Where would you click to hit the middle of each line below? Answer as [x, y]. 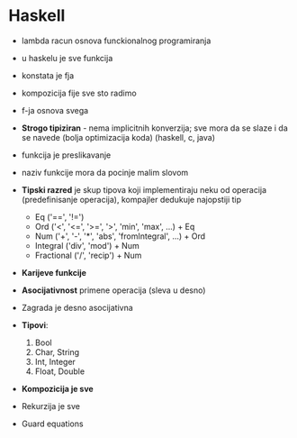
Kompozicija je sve [57, 388]
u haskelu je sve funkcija [67, 58]
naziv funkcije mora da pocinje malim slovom [105, 172]
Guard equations [52, 424]
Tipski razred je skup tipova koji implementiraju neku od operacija [144, 189]
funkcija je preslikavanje [66, 155]
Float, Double [60, 371]
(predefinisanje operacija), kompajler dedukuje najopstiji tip [131, 199]
